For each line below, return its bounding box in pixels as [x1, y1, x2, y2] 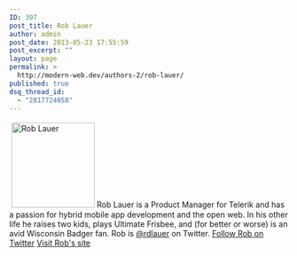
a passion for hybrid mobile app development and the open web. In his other [9, 210, 288, 220]
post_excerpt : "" [9, 46, 74, 55]
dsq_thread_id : [9, 87, 66, 96]
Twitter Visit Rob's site [9, 237, 91, 249]
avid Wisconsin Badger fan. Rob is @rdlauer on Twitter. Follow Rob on [9, 228, 264, 239]
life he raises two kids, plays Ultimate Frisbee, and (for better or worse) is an [9, 219, 288, 229]
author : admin [9, 29, 62, 38]
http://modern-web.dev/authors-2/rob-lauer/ [17, 71, 184, 80]
